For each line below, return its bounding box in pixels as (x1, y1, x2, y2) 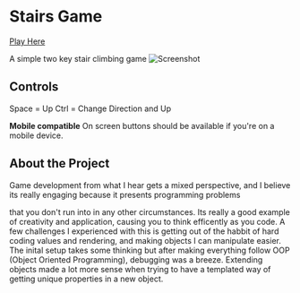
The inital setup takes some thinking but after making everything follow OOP (9, 245, 290, 255)
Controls (9, 79, 59, 95)
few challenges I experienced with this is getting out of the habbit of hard (9, 226, 279, 237)
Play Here (9, 36, 46, 47)
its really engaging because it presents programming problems (9, 189, 241, 200)
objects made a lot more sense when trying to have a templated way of (9, 263, 271, 274)
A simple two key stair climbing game (9, 53, 148, 64)
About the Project (9, 156, 110, 171)
